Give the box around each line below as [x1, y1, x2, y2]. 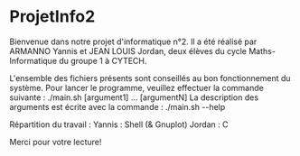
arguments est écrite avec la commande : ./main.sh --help [9, 101, 226, 112]
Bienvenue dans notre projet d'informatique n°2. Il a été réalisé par [9, 36, 258, 47]
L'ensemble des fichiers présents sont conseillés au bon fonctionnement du [9, 72, 291, 83]
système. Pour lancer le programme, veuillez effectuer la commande [9, 82, 264, 93]
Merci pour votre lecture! [9, 136, 102, 147]
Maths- [248, 45, 276, 56]
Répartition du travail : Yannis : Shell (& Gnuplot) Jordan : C [9, 119, 229, 130]
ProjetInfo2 [9, 6, 96, 27]
